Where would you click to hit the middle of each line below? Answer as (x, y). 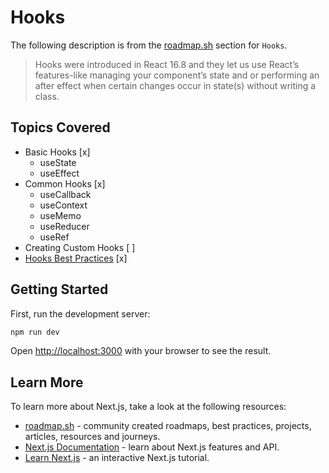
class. (47, 96)
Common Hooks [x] (65, 183)
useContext (63, 205)
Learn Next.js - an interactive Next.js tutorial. (117, 458)
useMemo (60, 215)
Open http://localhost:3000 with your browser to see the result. (141, 351)
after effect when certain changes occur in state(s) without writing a (175, 85)
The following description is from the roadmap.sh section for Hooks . (149, 45)
